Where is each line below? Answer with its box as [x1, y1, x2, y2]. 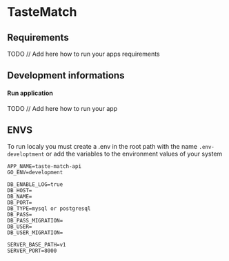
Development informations [7, 70, 125, 81]
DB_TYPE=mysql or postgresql [7, 205, 91, 212]
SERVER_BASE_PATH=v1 [7, 242, 67, 249]
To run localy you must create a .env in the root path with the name [7, 143, 198, 151]
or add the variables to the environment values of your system [46, 149, 223, 158]
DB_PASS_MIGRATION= [7, 218, 63, 225]
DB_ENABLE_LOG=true [7, 181, 63, 188]
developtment [7, 151, 45, 158]
